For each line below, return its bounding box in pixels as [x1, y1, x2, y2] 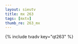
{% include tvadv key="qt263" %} [5, 34, 74, 40]
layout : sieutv [5, 7, 36, 12]
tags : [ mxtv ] [5, 16, 32, 21]
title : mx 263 [5, 12, 34, 16]
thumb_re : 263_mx [5, 20, 40, 26]
